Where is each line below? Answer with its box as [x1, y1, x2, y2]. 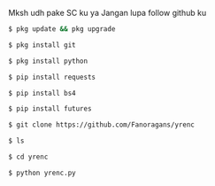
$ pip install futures [8, 105, 92, 113]
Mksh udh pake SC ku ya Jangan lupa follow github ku [8, 8, 207, 18]
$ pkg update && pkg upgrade [8, 25, 116, 34]
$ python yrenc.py [8, 168, 76, 177]
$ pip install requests [8, 73, 96, 81]
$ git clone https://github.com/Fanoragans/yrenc [8, 120, 196, 129]
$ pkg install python [8, 57, 88, 66]
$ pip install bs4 [8, 89, 76, 97]
